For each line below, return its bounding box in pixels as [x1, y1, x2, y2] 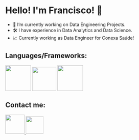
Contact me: [5, 101, 46, 109]
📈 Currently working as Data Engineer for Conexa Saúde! [12, 35, 134, 41]
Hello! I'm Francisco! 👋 [5, 5, 103, 16]
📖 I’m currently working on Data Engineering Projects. [12, 21, 126, 27]
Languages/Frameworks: [5, 51, 87, 60]
